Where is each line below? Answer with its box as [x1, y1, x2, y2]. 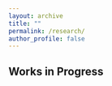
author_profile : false [8, 34, 85, 43]
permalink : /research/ [8, 27, 85, 35]
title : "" [8, 19, 42, 28]
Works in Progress [8, 64, 104, 78]
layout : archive [8, 11, 63, 20]
